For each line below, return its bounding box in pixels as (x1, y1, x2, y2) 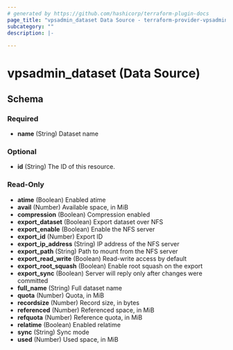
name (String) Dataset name (17, 129, 99, 138)
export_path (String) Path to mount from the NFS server (17, 247, 178, 255)
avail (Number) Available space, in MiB (17, 203, 128, 211)
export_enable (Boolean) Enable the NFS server (17, 225, 155, 233)
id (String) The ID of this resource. (17, 163, 116, 171)
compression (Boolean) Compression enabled (17, 210, 150, 219)
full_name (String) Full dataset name (17, 284, 123, 292)
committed (17, 276, 49, 284)
